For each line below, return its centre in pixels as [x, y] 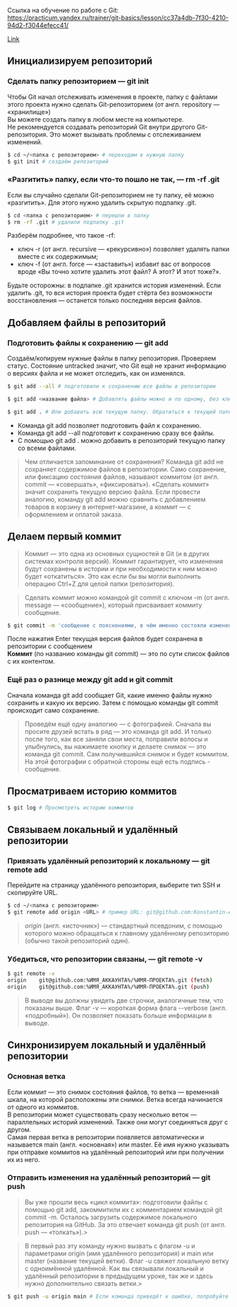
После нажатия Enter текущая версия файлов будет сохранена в [105, 639]
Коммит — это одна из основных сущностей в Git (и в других [117, 553]
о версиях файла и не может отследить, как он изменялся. [96, 374]
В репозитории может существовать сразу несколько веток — [102, 1115]
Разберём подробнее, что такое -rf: [61, 236]
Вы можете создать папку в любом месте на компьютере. [96, 119]
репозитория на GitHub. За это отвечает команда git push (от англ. [125, 1224]
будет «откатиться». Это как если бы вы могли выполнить [113, 576]
